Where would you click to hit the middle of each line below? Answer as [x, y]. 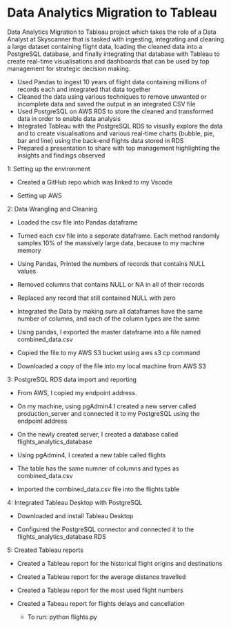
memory [29, 250]
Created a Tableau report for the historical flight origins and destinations [120, 563]
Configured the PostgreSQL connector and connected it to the [106, 529]
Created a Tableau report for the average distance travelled [101, 577]
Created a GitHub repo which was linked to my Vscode [95, 182]
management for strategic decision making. [69, 68]
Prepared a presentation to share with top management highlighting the [119, 148]
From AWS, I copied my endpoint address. [77, 392]
